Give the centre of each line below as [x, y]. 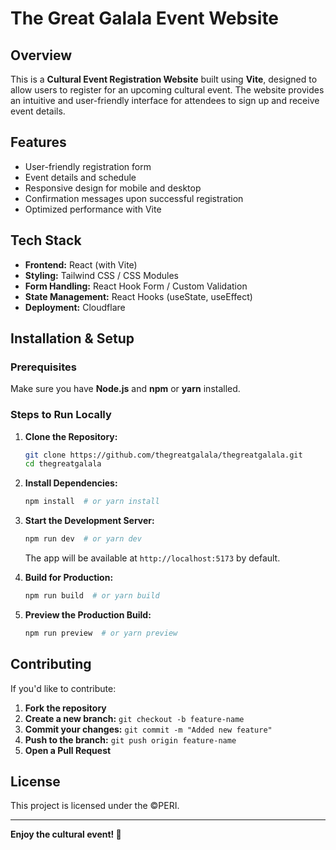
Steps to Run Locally [61, 415]
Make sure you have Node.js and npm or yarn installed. [125, 389]
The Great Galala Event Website [145, 18]
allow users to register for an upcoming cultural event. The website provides [167, 90]
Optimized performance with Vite [93, 209]
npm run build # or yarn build [92, 596]
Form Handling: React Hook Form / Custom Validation [136, 286]
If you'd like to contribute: [63, 688]
